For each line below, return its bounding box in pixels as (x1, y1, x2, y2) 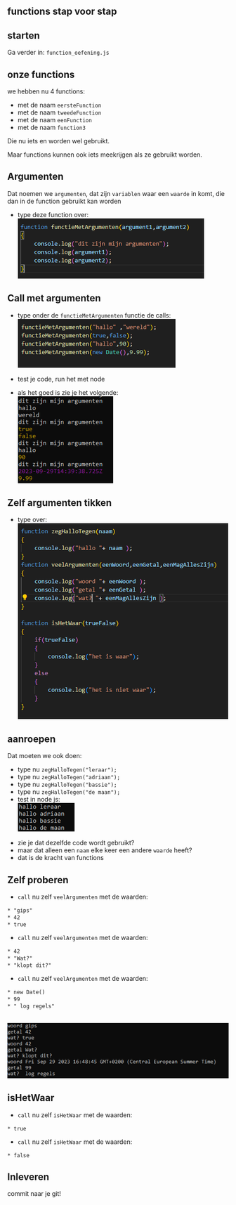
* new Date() (7, 989, 46, 996)
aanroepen (7, 733, 56, 745)
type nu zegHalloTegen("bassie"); (17, 780, 117, 789)
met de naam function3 (17, 123, 86, 132)
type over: (17, 516, 48, 524)
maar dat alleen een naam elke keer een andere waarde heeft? (17, 846, 192, 854)
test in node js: (17, 795, 61, 804)
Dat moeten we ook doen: (7, 752, 82, 760)
